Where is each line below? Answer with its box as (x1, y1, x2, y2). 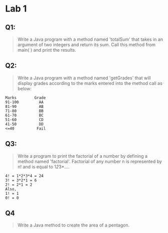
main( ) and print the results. (17, 47, 76, 53)
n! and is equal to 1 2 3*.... (17, 164, 70, 170)
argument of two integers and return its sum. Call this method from (17, 42, 156, 48)
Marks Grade (5, 95, 46, 100)
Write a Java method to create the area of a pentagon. (17, 222, 130, 228)
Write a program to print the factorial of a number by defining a (17, 153, 148, 159)
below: (17, 85, 32, 91)
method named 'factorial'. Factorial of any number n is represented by (17, 158, 162, 164)
